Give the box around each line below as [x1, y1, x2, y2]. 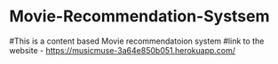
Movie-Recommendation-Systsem [9, 6, 270, 27]
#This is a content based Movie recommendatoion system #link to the [9, 36, 265, 46]
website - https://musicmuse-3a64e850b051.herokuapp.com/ [9, 44, 236, 55]
